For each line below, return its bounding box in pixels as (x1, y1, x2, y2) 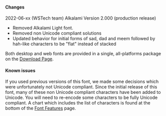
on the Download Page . (5, 56, 54, 62)
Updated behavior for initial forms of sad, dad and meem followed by (12, 36, 155, 42)
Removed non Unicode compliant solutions (12, 30, 102, 36)
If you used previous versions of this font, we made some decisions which (5, 78, 159, 85)
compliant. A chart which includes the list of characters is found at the (5, 100, 151, 106)
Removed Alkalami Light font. (12, 25, 73, 31)
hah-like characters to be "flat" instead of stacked (12, 41, 117, 47)
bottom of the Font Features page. (5, 105, 76, 111)
